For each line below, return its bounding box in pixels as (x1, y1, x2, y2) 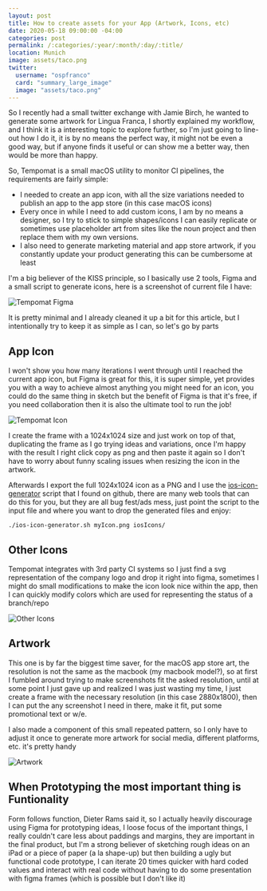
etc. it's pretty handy (8, 741, 77, 751)
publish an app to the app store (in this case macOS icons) (19, 198, 213, 208)
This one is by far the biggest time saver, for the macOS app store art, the (8, 657, 249, 668)
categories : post (8, 34, 66, 42)
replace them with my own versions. (19, 233, 139, 242)
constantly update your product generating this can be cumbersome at (19, 250, 253, 259)
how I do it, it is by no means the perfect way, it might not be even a (21, 134, 243, 143)
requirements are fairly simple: (8, 174, 109, 184)
